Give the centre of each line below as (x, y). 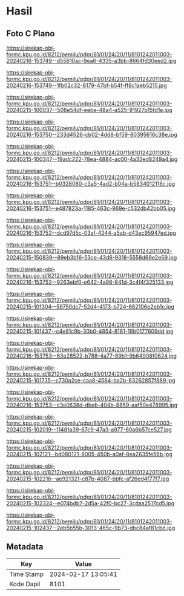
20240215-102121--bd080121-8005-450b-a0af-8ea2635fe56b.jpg (89, 454)
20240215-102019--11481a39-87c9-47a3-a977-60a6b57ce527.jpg (89, 430)
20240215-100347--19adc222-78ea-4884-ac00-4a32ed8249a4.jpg (92, 159)
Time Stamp (27, 574)
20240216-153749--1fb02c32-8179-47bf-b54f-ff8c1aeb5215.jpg (87, 85)
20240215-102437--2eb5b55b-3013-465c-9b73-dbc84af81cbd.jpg (91, 528)
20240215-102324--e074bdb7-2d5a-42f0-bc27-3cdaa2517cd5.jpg (90, 503)
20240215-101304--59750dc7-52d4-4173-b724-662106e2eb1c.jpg (90, 306)
